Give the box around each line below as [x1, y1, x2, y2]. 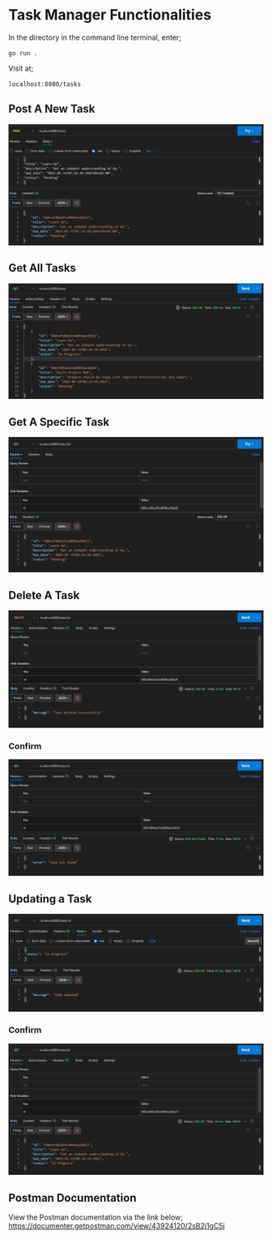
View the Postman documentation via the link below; [8, 1212, 184, 1222]
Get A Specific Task [8, 415, 110, 429]
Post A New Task [8, 102, 96, 116]
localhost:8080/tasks [8, 79, 82, 88]
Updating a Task [8, 892, 92, 906]
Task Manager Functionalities [8, 6, 212, 24]
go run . [8, 49, 38, 58]
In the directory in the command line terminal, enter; [8, 32, 182, 42]
